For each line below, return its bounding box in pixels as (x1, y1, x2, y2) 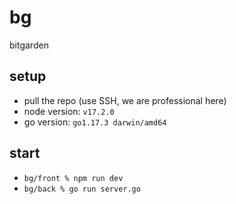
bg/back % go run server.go (23, 184, 141, 194)
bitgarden (9, 39, 49, 51)
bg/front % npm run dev (23, 173, 124, 183)
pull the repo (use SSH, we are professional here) (23, 94, 227, 106)
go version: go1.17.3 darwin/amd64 (23, 116, 167, 128)
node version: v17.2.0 (23, 105, 115, 117)
